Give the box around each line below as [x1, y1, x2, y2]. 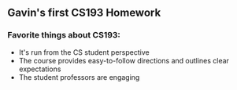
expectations [18, 64, 61, 74]
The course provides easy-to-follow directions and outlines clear [18, 56, 230, 65]
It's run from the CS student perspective [18, 47, 150, 57]
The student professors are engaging [18, 72, 140, 81]
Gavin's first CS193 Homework [7, 6, 161, 20]
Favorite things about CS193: [7, 30, 121, 41]
